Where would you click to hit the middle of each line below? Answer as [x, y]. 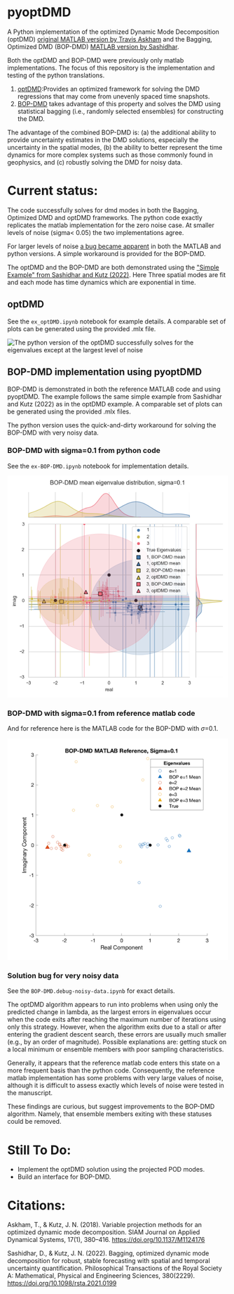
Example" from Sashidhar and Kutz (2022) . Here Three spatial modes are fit [117, 274]
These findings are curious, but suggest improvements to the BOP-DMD [111, 1107]
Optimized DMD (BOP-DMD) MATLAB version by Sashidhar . [93, 46]
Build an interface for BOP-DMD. [64, 1177]
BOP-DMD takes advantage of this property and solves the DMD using [119, 103]
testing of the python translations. [56, 75]
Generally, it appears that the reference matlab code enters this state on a [114, 1063]
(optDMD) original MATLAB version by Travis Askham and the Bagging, [110, 39]
